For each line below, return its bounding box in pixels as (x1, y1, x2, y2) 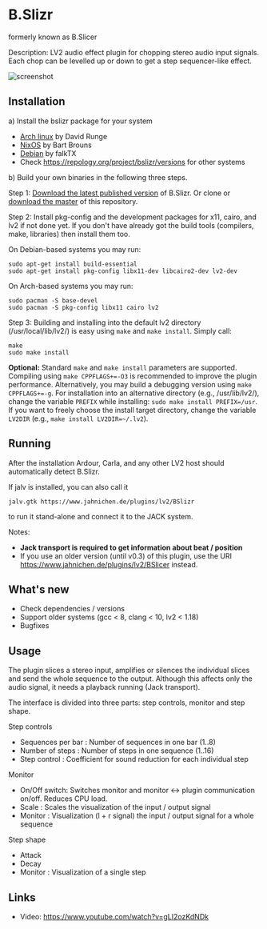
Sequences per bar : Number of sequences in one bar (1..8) (19, 738, 216, 747)
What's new (8, 583, 70, 596)
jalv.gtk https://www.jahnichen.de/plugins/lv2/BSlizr (8, 498, 195, 506)
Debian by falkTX (19, 148, 77, 158)
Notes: (8, 527, 30, 537)
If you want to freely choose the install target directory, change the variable (8, 405, 257, 414)
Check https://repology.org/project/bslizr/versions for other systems (19, 157, 245, 166)
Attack (19, 851, 42, 860)
